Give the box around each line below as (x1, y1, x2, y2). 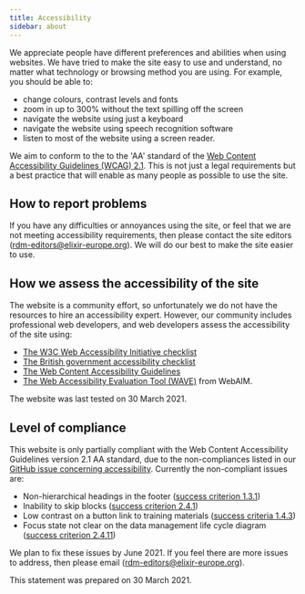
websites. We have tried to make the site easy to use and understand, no (9, 57, 282, 68)
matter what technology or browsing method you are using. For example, (9, 66, 283, 78)
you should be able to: (9, 76, 93, 87)
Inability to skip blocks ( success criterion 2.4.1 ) (22, 500, 198, 511)
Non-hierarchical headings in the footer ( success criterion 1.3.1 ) (22, 490, 261, 502)
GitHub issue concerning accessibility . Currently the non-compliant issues (9, 463, 289, 474)
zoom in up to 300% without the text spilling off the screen (22, 103, 244, 114)
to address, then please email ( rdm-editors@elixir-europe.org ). (9, 557, 246, 568)
